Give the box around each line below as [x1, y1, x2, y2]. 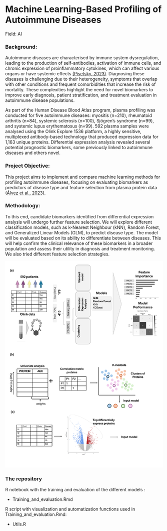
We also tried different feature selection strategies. [5, 251, 110, 257]
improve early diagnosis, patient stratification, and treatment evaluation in [5, 92, 157, 98]
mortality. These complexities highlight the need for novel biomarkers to [5, 87, 153, 93]
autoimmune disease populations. [5, 97, 75, 103]
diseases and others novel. [5, 150, 61, 156]
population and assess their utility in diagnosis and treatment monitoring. [5, 245, 155, 251]
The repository [5, 475, 42, 482]
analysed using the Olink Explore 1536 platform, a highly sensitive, [5, 128, 141, 135]
